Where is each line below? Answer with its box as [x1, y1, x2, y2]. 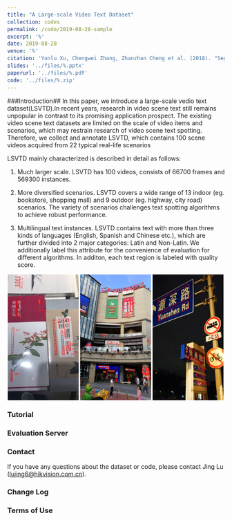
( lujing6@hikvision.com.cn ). [7, 470, 86, 479]
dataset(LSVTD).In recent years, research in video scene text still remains [7, 104, 217, 112]
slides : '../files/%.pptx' [7, 62, 85, 69]
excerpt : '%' [7, 33, 45, 40]
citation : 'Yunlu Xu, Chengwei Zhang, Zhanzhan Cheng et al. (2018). [7, 55, 212, 62]
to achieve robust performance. [17, 210, 108, 219]
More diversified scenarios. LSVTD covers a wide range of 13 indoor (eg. [17, 188, 224, 196]
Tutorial [7, 410, 34, 420]
